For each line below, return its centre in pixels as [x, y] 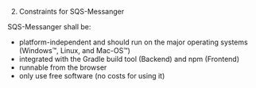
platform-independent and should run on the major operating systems [133, 42]
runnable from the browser [63, 67]
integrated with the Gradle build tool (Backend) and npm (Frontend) [129, 59]
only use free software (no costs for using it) [92, 76]
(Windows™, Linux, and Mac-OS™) [74, 50]
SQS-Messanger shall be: [49, 27]
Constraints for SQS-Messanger [72, 11]
